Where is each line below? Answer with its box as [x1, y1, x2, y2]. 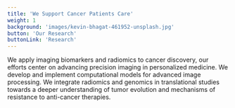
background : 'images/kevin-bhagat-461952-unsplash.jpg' [7, 23, 174, 30]
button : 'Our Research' [7, 29, 77, 37]
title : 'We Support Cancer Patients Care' [7, 10, 134, 18]
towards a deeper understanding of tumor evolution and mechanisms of [7, 86, 216, 94]
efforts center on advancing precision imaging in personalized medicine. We [7, 63, 229, 72]
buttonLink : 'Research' [7, 36, 77, 43]
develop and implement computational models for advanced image [7, 71, 201, 79]
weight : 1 [7, 17, 37, 24]
